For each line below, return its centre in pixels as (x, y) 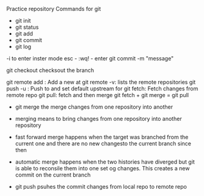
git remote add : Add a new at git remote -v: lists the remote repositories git (101, 82)
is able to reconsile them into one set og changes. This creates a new (102, 168)
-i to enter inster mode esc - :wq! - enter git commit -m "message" (90, 58)
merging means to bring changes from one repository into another (98, 119)
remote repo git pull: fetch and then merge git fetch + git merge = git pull (98, 95)
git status (27, 27)
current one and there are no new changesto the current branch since (103, 143)
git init (23, 20)
